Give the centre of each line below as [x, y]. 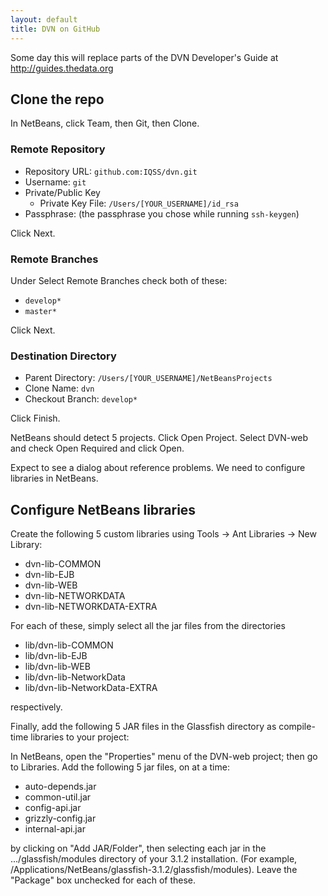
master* [40, 311]
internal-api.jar [55, 829]
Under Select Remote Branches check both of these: [119, 280]
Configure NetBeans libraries [103, 509]
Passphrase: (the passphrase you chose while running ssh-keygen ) [162, 213]
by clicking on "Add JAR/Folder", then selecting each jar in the [138, 848]
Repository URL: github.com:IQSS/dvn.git [111, 171]
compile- [297, 727]
